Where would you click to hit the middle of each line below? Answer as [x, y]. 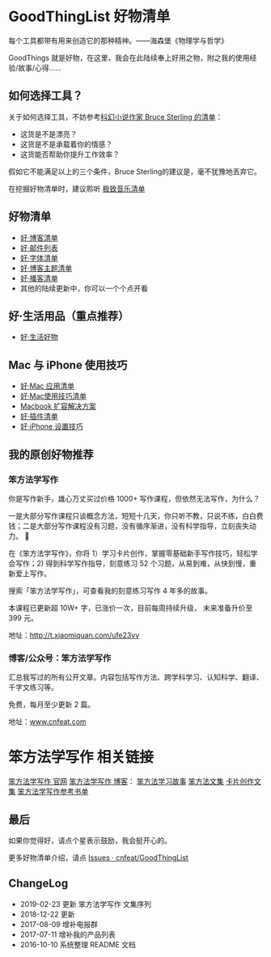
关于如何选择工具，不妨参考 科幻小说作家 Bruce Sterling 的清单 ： [116, 116]
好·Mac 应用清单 [47, 386]
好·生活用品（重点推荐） [69, 316]
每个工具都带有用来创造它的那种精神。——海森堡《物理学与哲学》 [118, 40]
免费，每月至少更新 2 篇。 [52, 705]
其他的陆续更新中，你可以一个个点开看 [84, 288]
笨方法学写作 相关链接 [81, 758]
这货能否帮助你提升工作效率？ [70, 154]
